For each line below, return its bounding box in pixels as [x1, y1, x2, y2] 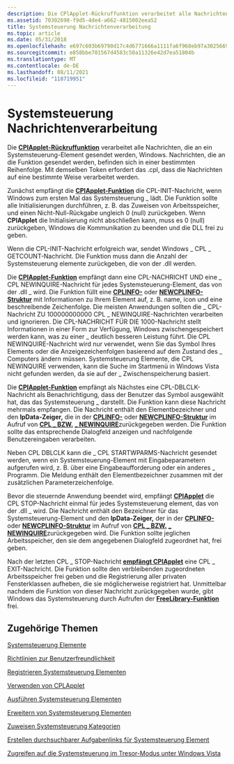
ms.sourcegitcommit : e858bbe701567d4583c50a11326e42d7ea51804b [7, 50, 195, 57]
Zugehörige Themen [7, 622, 99, 634]
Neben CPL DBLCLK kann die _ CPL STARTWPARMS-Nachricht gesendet [7, 449, 217, 457]
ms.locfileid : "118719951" [7, 75, 86, 82]
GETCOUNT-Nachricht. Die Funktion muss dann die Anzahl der [7, 252, 188, 261]
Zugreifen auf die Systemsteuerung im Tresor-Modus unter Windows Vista [7, 749, 221, 758]
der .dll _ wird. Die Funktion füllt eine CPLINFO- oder [7, 288, 158, 296]
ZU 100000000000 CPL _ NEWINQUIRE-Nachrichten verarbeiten [37, 310, 224, 319]
